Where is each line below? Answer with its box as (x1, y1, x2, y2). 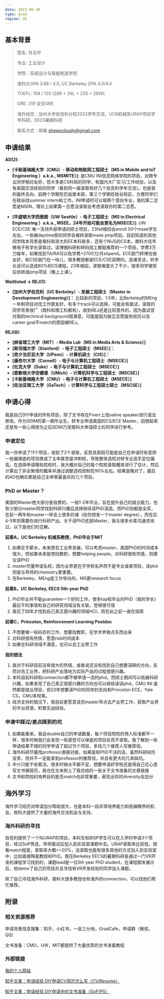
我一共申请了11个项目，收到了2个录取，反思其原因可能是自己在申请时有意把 (5, 450, 157, 455)
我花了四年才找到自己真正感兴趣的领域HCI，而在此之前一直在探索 (12, 608, 144, 615)
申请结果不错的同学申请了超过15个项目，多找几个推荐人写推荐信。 (12, 743, 145, 749)
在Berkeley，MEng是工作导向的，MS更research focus (12, 575, 121, 581)
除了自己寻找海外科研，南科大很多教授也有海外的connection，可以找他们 (5, 876, 152, 881)
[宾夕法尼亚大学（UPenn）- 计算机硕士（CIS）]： (12, 352, 110, 357)
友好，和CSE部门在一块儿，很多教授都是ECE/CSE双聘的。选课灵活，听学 (12, 257, 159, 262)
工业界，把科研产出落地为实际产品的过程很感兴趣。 (25, 668, 128, 674)
